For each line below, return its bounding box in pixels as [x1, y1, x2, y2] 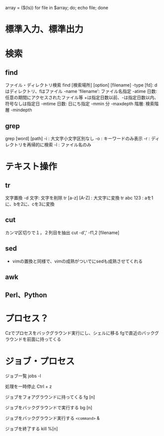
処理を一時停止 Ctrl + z [5, 383, 52, 390]
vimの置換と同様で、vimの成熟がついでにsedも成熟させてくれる [12, 258, 143, 264]
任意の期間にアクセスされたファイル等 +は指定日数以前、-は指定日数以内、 [5, 94, 159, 100]
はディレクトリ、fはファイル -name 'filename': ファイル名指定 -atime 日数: [5, 88, 157, 94]
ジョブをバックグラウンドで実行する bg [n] [5, 405, 93, 411]
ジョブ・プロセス [5, 355, 75, 367]
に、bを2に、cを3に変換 [5, 201, 55, 207]
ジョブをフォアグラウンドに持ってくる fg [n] [5, 394, 95, 400]
